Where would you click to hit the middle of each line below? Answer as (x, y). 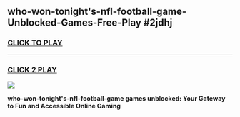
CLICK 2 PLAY (32, 69)
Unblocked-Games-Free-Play (74, 23)
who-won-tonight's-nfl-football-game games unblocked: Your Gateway (117, 98)
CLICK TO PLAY (35, 43)
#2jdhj (158, 23)
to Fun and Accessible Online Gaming (64, 106)
